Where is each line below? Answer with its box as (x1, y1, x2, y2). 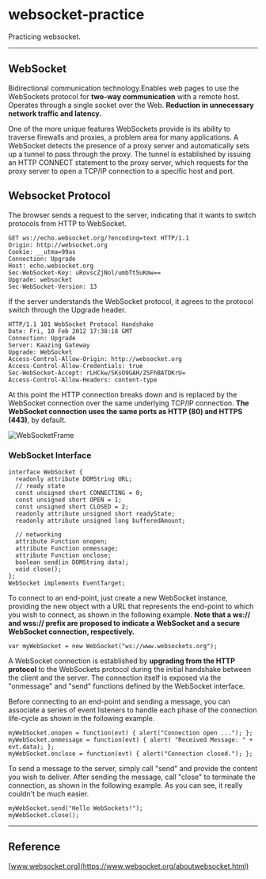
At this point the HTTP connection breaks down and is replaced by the (8, 390, 237, 399)
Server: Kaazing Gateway (8, 341, 90, 349)
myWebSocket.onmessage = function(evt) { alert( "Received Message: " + (8, 735, 253, 743)
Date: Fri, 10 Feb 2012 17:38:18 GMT (8, 327, 133, 335)
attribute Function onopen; (15, 537, 108, 545)
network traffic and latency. (8, 109, 102, 118)
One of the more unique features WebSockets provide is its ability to (8, 124, 231, 133)
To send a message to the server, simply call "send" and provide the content (8, 763, 258, 773)
